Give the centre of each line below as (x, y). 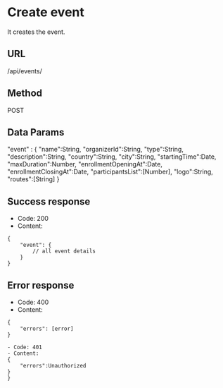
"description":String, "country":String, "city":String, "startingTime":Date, (112, 157)
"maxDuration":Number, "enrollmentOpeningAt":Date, (85, 164)
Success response (49, 201)
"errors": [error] (47, 329)
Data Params (36, 132)
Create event (46, 12)
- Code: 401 (25, 347)
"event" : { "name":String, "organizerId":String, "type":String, (96, 150)
